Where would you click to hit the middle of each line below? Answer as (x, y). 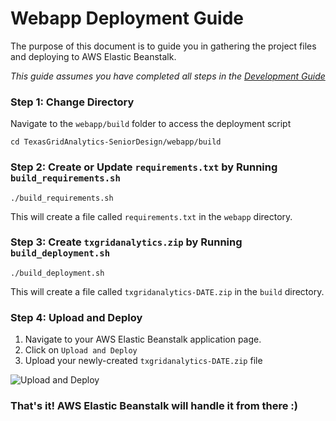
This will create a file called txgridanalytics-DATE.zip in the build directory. (167, 291)
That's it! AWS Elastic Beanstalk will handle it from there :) (154, 406)
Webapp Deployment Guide (127, 18)
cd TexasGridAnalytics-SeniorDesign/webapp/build (116, 142)
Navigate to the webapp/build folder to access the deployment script (151, 124)
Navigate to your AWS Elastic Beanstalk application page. (143, 339)
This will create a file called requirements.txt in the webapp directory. (151, 216)
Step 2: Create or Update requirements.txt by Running (144, 167)
